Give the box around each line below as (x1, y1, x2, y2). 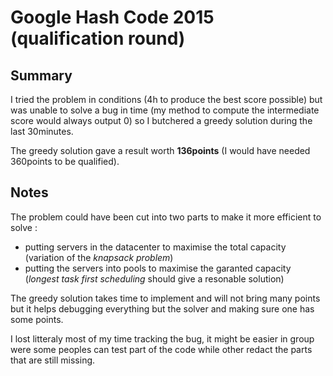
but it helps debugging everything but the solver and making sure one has (10, 302, 315, 315)
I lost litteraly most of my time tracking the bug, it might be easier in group (10, 332, 315, 345)
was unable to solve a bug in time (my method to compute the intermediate (10, 104, 320, 116)
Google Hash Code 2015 (10, 6, 215, 29)
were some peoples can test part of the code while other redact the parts (10, 343, 313, 355)
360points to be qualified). (10, 156, 120, 167)
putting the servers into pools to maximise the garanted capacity (24, 262, 292, 274)
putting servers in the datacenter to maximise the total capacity (24, 241, 287, 253)
